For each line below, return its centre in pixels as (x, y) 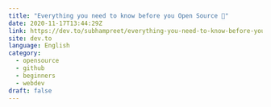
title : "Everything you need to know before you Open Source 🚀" (119, 16)
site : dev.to (30, 38)
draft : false (30, 91)
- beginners (36, 76)
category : (25, 53)
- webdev (30, 83)
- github (30, 68)
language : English (39, 46)
